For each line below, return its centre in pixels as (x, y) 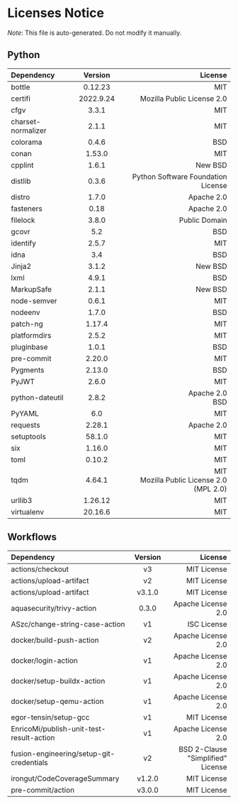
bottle (21, 87)
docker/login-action (44, 660)
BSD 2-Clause (203, 749)
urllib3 (22, 500)
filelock (23, 220)
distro (21, 197)
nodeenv (25, 312)
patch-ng (27, 324)
